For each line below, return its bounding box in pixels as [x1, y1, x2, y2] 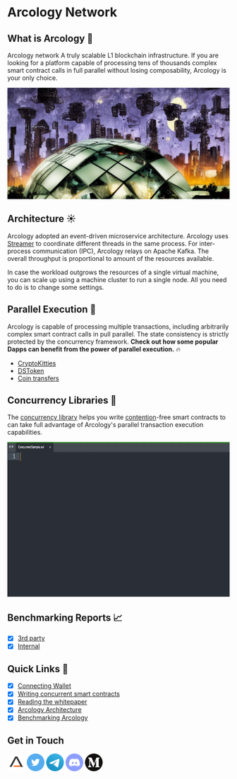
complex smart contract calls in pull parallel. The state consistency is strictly [7, 329, 229, 338]
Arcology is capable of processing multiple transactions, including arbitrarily [7, 322, 229, 331]
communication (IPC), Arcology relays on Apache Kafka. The [32, 247, 209, 255]
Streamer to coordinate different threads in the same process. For [7, 239, 198, 247]
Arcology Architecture [17, 705, 83, 714]
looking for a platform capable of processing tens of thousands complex [7, 59, 217, 67]
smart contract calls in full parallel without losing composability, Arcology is [7, 66, 227, 74]
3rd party [17, 634, 45, 643]
